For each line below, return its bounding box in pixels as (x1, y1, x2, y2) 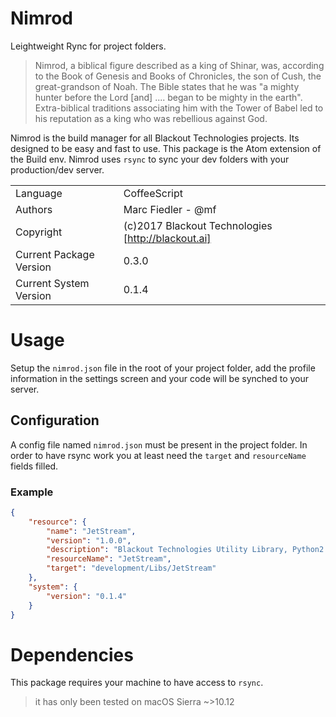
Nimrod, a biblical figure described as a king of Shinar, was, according (34, 59, 325, 71)
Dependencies (10, 643, 134, 666)
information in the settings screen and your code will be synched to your (10, 372, 310, 384)
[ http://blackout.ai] (123, 231, 212, 245)
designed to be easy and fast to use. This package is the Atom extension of (10, 142, 322, 154)
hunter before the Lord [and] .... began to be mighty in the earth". (34, 91, 303, 103)
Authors (15, 202, 53, 216)
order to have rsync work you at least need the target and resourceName (10, 449, 307, 461)
